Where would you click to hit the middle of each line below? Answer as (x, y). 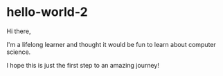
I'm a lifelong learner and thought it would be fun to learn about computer (111, 44)
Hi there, (19, 31)
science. (19, 52)
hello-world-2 (47, 12)
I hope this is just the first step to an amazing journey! (83, 65)
